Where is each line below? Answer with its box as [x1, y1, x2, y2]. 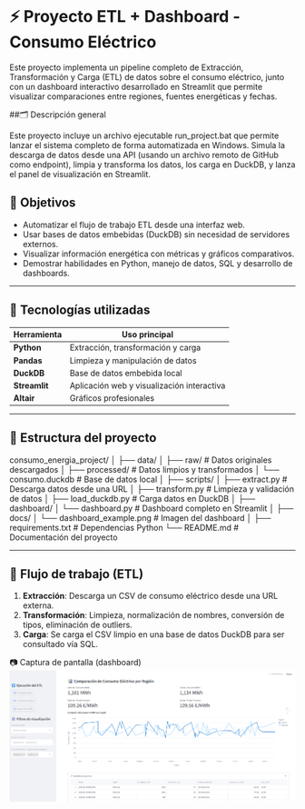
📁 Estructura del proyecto [9, 430, 157, 445]
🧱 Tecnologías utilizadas [9, 303, 151, 318]
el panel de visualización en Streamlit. [9, 168, 152, 179]
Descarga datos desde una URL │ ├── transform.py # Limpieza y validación [9, 483, 295, 494]
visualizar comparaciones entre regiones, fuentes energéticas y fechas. [9, 91, 278, 102]
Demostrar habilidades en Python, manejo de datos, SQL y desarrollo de [22, 257, 293, 268]
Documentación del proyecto [9, 532, 118, 543]
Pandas [13, 355, 43, 365]
